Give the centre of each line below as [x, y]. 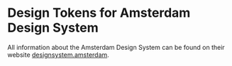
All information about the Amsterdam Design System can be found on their [116, 47]
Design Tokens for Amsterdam [99, 13]
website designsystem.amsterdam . [59, 55]
